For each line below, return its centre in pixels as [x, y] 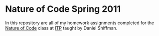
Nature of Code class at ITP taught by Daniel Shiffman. [61, 28]
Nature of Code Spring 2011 [63, 9]
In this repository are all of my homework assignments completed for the [80, 23]
